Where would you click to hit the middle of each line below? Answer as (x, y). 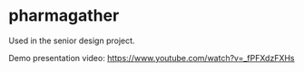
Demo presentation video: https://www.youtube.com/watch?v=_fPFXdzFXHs (152, 58)
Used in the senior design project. (72, 40)
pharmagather (64, 16)
